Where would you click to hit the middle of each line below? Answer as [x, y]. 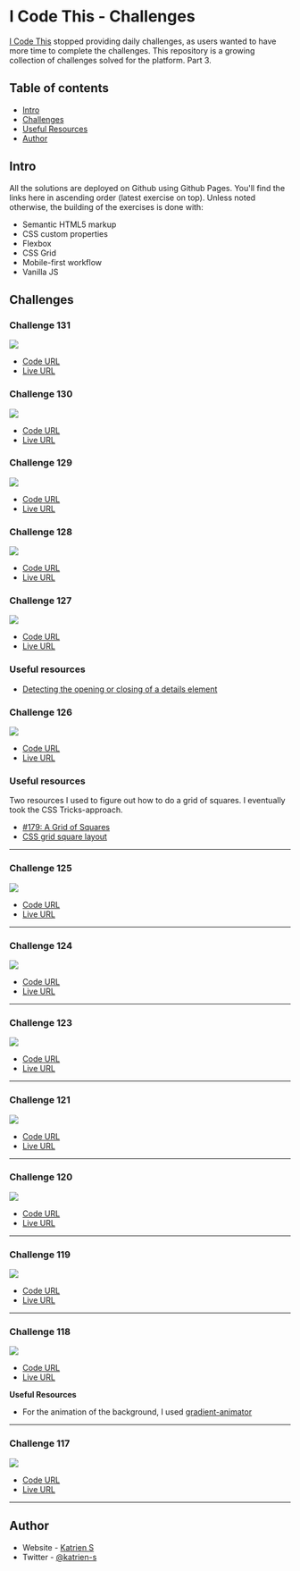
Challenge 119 [40, 1255]
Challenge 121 [40, 1100]
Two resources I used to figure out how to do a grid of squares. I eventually [147, 801]
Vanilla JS [40, 272]
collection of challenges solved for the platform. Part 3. [110, 60]
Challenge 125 [41, 869]
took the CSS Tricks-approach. [66, 810]
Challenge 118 [40, 1332]
